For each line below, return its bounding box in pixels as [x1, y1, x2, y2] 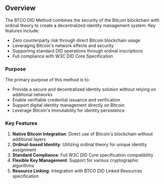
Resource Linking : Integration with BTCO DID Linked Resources [12, 168, 142, 174]
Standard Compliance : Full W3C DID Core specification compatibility [12, 152, 154, 158]
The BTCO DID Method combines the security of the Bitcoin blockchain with [5, 17, 160, 23]
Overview [5, 4, 36, 12]
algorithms [12, 163, 35, 169]
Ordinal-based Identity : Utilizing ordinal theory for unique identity [12, 141, 147, 148]
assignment [12, 147, 36, 153]
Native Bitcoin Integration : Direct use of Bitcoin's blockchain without [12, 131, 153, 137]
